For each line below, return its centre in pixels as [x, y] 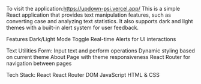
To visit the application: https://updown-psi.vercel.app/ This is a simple [93, 9]
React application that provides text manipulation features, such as [88, 15]
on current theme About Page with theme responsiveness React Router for [98, 57]
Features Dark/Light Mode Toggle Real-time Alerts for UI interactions [91, 39]
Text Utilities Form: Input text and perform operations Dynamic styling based [100, 51]
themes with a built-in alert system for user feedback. [73, 27]
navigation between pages [39, 63]
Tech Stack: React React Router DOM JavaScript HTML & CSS [83, 75]
